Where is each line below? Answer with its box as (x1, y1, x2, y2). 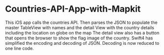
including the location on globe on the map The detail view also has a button (5, 30, 160, 36)
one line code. (5, 45, 34, 51)
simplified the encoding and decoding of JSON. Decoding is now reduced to (5, 40, 160, 46)
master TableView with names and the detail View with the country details (5, 24, 155, 30)
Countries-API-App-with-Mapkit (5, 3, 141, 15)
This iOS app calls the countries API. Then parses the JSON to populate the (5, 19, 158, 25)
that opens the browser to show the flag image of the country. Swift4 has (5, 35, 153, 41)
